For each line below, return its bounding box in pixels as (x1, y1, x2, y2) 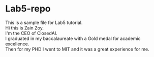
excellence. (5, 40, 29, 46)
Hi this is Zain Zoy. (5, 24, 44, 30)
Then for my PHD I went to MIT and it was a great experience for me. (5, 46, 150, 52)
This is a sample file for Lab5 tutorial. (5, 19, 83, 25)
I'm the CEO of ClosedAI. (5, 30, 57, 36)
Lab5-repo (5, 3, 51, 14)
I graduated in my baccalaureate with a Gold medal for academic (5, 35, 141, 41)
